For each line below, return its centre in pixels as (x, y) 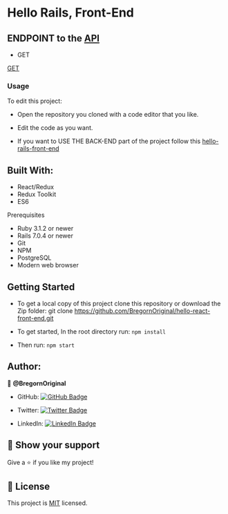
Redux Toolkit (37, 194)
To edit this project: (35, 101)
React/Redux (35, 187)
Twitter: (28, 410)
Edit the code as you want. (55, 128)
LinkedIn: (30, 423)
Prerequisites (26, 215)
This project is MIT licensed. (47, 503)
